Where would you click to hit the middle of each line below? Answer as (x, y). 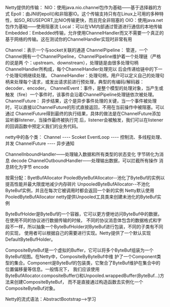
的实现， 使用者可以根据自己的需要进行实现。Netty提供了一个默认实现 (78, 233)
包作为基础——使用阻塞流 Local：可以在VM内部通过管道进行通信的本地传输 (84, 26)
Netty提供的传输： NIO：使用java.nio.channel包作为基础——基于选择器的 (81, 7)
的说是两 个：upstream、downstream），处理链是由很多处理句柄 (72, 63)
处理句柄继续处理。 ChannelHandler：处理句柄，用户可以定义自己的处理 (85, 75)
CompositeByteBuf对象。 (32, 288)
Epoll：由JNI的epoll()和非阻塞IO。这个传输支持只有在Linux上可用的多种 (85, 14)
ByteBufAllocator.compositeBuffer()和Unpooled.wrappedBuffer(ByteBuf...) (83, 275)
